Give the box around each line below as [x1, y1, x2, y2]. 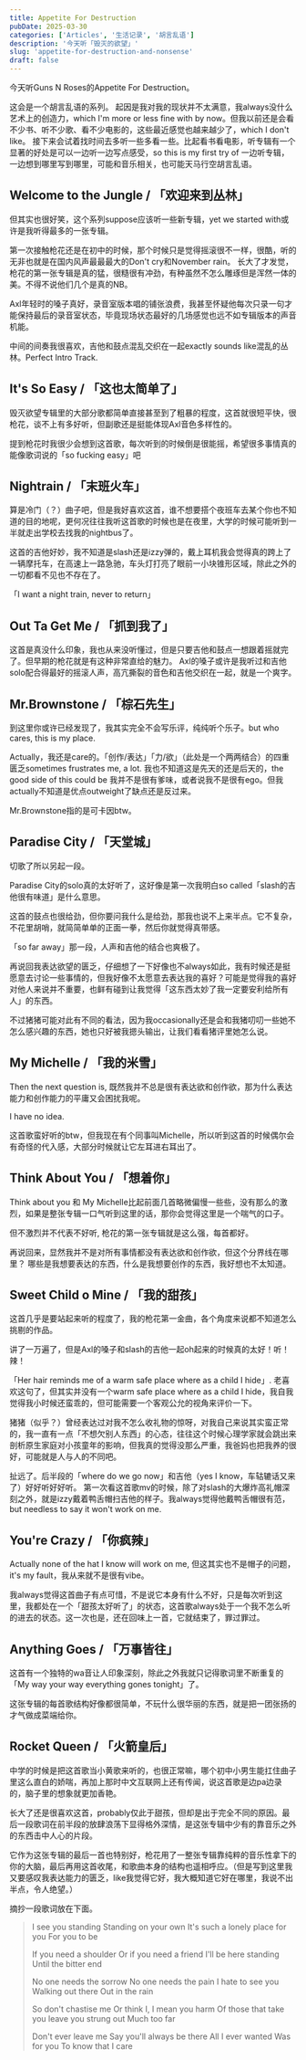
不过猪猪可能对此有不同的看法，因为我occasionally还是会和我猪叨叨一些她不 [9, 1014, 296, 1025]
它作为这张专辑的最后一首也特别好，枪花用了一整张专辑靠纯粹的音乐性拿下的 [9, 1849, 297, 1860]
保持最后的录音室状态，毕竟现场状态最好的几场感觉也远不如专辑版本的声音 [16, 310, 297, 321]
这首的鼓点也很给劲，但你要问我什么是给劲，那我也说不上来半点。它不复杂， [9, 910, 297, 921]
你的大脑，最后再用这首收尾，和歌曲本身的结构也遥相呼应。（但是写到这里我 [9, 1860, 293, 1872]
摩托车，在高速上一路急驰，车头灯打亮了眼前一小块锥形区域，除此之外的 [25, 558, 297, 569]
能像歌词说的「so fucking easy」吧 [9, 449, 141, 460]
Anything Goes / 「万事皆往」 [9, 1641, 179, 1657]
